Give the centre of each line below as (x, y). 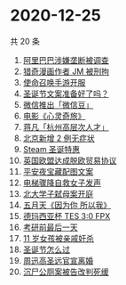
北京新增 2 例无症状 (59, 138)
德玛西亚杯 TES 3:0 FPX (67, 216)
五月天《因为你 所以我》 (67, 205)
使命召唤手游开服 (54, 82)
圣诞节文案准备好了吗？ (66, 94)
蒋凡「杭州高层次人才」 (66, 126)
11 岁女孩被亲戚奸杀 (59, 238)
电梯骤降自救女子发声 (62, 183)
